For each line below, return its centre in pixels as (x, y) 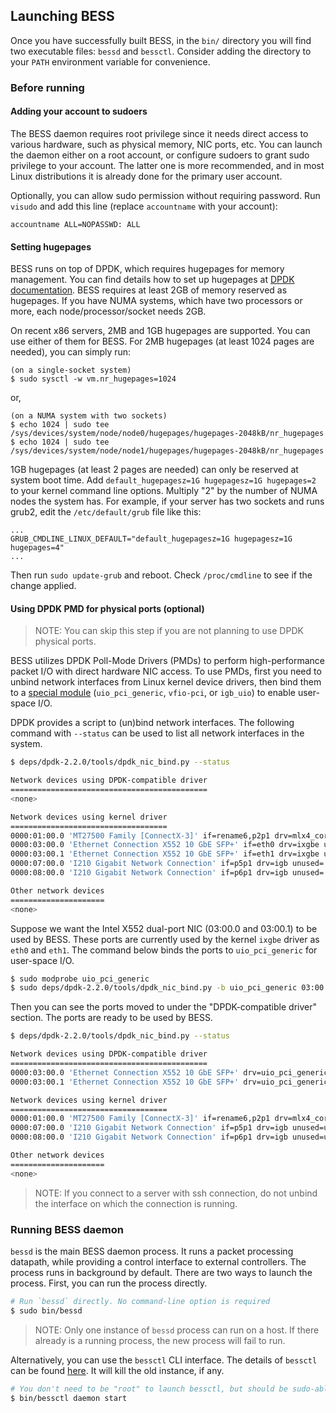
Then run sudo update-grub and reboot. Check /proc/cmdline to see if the (161, 575)
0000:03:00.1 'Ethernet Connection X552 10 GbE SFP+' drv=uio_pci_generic (169, 1082)
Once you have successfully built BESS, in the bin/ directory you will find (161, 40)
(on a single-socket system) (71, 370)
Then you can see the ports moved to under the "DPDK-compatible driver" (163, 1007)
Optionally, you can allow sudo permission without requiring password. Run (165, 195)
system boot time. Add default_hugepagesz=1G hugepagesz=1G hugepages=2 (163, 480)
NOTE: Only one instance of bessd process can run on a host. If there (177, 1330)
